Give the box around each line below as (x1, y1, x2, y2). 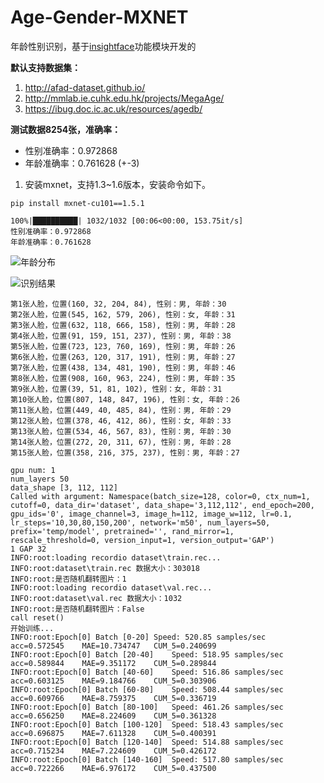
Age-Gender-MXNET (10, 6, 189, 29)
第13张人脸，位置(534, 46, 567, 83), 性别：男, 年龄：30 (10, 426, 232, 436)
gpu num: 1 (10, 465, 56, 475)
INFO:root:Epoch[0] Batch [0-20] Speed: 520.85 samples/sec (10, 632, 267, 642)
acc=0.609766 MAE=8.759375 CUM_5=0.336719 (10, 693, 217, 703)
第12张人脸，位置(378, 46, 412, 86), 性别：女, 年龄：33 (10, 416, 232, 426)
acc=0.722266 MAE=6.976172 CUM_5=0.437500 (10, 763, 217, 773)
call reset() (10, 612, 65, 623)
